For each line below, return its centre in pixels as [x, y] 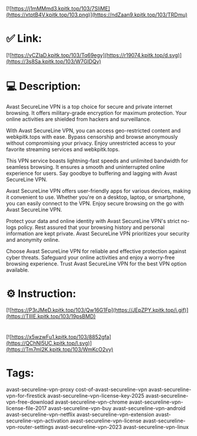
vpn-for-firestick [26, 395]
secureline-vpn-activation [37, 421]
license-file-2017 [26, 408]
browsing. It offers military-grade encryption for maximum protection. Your [96, 113]
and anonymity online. [33, 239]
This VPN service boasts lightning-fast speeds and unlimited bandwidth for [97, 161]
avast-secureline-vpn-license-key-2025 [96, 395]
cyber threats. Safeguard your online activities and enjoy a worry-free [91, 257]
